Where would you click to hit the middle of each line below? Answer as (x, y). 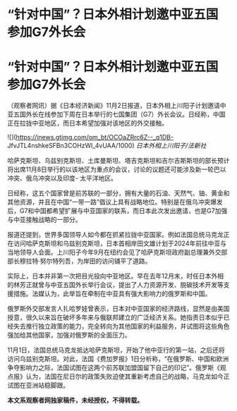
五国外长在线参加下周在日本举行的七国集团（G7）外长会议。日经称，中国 (119, 114)
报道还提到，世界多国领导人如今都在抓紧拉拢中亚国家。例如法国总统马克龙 (115, 235)
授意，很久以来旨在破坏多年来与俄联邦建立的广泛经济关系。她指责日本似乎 (115, 317)
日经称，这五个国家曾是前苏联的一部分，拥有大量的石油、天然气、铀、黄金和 (119, 193)
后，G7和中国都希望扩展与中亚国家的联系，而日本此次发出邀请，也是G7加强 (117, 211)
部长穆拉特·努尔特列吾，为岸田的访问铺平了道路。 (79, 261)
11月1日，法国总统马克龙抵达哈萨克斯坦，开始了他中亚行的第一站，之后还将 (116, 350)
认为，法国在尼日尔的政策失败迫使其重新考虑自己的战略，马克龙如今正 (128, 376)
